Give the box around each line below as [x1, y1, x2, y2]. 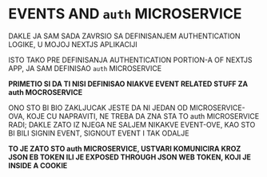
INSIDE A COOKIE [8, 160, 68, 170]
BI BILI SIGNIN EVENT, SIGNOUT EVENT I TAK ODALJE [8, 128, 189, 138]
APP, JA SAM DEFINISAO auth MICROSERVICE [8, 63, 162, 73]
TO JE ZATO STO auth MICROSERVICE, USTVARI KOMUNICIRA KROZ [8, 144, 241, 153]
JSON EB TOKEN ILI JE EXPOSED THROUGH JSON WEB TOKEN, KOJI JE [8, 152, 252, 162]
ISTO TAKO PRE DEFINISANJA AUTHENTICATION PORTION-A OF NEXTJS [8, 55, 253, 65]
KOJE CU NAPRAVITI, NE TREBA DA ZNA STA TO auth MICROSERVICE [26, 111, 260, 120]
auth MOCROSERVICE [8, 87, 83, 96]
